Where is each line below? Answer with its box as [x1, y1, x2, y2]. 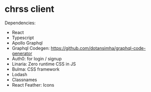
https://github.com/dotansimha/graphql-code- [51, 45, 146, 51]
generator [11, 50, 33, 56]
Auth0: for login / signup [11, 55, 62, 61]
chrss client [4, 3, 55, 15]
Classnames [11, 77, 38, 83]
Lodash [11, 71, 28, 77]
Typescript [11, 35, 34, 41]
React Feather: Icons [11, 82, 55, 88]
